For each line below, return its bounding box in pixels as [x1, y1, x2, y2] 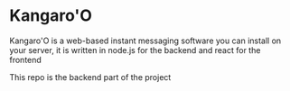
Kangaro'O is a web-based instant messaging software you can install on [9, 35, 282, 46]
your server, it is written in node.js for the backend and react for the [9, 44, 261, 55]
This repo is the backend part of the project [9, 71, 172, 82]
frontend [9, 54, 42, 65]
